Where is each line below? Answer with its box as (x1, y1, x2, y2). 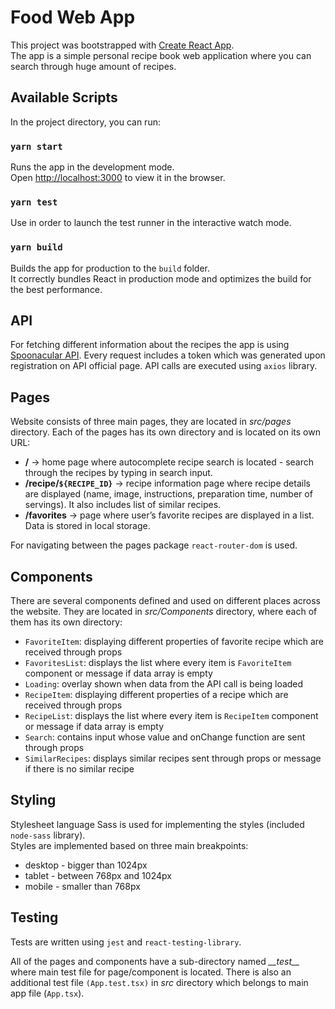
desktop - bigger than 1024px (24, 859, 148, 871)
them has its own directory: (10, 616, 123, 628)
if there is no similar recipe (24, 763, 135, 775)
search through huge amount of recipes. (10, 60, 177, 72)
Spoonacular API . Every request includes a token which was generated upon (10, 349, 326, 361)
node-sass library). (10, 829, 86, 841)
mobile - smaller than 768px (24, 880, 141, 892)
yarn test (10, 196, 58, 208)
